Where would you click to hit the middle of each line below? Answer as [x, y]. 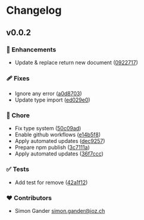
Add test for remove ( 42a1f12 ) [51, 182]
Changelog [34, 10]
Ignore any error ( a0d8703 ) [48, 94]
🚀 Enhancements [31, 50]
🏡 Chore [18, 115]
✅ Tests [18, 169]
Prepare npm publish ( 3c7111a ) [52, 148]
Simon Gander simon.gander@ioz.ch [60, 211]
